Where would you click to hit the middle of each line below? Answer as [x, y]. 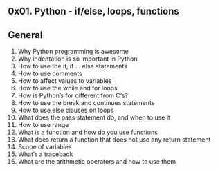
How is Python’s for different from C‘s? [73, 95]
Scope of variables [45, 147]
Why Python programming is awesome [73, 52]
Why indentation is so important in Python [78, 59]
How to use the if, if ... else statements [72, 66]
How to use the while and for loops [68, 88]
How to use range [43, 125]
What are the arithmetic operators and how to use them [97, 162]
